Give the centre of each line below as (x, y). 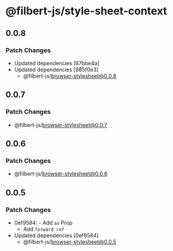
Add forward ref (44, 229)
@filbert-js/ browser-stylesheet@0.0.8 (70, 75)
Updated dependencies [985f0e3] (56, 69)
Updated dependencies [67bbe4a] (57, 63)
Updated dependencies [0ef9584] (56, 235)
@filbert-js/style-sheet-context (86, 11)
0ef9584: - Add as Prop (43, 222)
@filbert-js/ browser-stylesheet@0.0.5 (70, 241)
